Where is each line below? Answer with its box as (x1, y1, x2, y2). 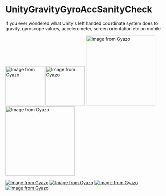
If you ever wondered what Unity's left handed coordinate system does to (5, 20, 158, 26)
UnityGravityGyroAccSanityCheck (5, 4, 153, 15)
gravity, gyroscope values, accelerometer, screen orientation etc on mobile (5, 25, 161, 31)
